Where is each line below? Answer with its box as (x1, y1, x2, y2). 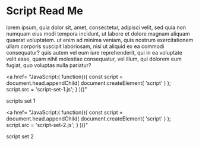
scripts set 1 (6, 97, 36, 104)
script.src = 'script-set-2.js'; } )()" (6, 121, 88, 128)
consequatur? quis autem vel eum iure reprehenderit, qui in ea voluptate (6, 49, 183, 56)
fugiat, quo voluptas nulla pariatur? (6, 61, 91, 69)
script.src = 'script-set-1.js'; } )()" (6, 85, 87, 93)
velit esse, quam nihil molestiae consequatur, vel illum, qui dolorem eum (6, 55, 182, 62)
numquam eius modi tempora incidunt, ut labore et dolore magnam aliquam (6, 30, 190, 37)
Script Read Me (6, 4, 83, 18)
